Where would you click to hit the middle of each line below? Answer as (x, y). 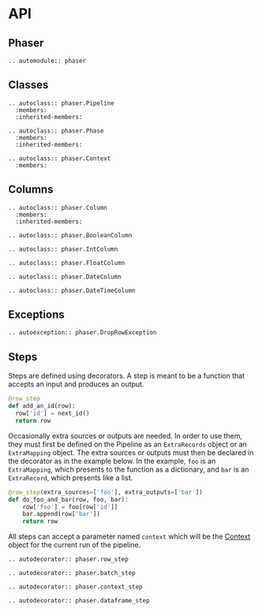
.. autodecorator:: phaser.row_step (68, 560)
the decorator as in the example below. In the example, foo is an (112, 461)
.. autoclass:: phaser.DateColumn (65, 277)
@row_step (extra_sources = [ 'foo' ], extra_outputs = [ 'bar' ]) (105, 492)
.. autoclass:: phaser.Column (58, 207)
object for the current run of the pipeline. (75, 545)
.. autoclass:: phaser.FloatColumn (67, 263)
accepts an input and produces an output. (76, 384)
